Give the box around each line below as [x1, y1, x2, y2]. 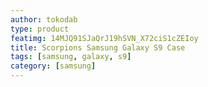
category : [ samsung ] [10, 61, 97, 71]
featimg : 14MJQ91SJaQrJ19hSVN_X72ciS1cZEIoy [10, 33, 199, 43]
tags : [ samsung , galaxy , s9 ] [10, 52, 132, 62]
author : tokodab [10, 14, 78, 25]
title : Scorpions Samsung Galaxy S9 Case [10, 42, 186, 53]
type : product [10, 24, 70, 34]
